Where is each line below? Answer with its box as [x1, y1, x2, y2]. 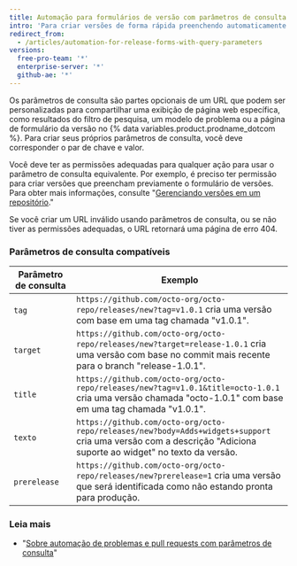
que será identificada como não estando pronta [76, 480, 274, 492]
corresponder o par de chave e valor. [9, 142, 145, 152]
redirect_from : [9, 29, 65, 38]
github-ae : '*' [17, 71, 73, 80]
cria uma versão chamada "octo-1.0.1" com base [76, 392, 284, 404]
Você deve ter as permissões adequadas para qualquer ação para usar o [9, 159, 275, 169]
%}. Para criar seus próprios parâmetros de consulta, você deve [9, 132, 243, 143]
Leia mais [9, 517, 51, 530]
